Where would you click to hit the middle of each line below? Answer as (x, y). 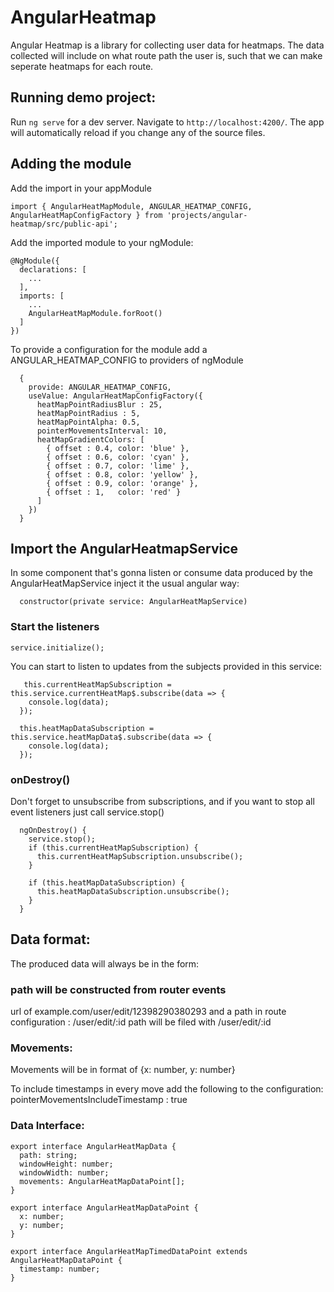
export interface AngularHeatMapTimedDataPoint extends (129, 1251)
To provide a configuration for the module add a (109, 349)
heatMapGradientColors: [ (90, 439)
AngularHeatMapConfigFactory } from (86, 215)
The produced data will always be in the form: (105, 963)
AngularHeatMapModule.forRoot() (95, 313)
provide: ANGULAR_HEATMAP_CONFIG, (100, 387)
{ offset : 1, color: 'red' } (114, 492)
